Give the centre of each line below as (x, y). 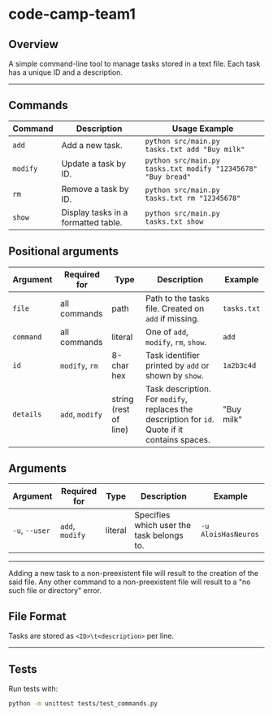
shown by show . (174, 375)
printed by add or (177, 365)
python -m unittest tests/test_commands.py (83, 704)
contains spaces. (178, 439)
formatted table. (92, 222)
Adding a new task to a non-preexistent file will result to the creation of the (133, 574)
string (123, 399)
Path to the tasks (177, 298)
